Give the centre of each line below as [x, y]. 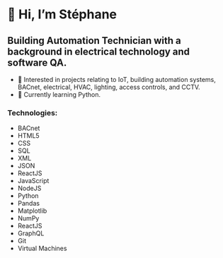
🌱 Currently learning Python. [59, 94]
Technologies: [33, 112]
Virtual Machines [42, 248]
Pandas [29, 204]
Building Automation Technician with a [95, 41]
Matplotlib [32, 211]
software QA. [37, 63]
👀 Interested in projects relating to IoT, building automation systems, [116, 80]
